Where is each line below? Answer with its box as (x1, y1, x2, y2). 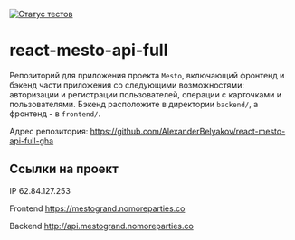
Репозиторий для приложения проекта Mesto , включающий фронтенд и (9, 69, 285, 80)
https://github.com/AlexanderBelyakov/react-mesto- (90, 125, 286, 136)
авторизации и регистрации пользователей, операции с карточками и (9, 88, 282, 99)
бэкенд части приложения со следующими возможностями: (9, 79, 244, 90)
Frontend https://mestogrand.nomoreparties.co (9, 203, 186, 214)
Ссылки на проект (9, 162, 119, 177)
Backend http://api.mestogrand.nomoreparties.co (9, 220, 195, 231)
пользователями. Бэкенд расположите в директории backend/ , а (9, 98, 259, 109)
